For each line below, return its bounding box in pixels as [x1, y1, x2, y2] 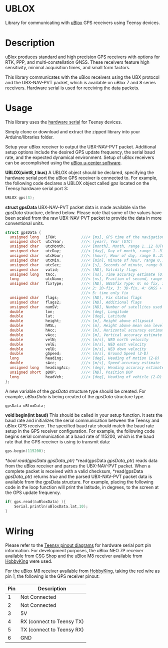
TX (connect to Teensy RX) [20, 626, 84, 633]
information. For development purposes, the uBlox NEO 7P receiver [5, 547, 144, 553]
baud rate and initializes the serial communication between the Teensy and [5, 417, 159, 424]
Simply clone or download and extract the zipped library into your [5, 128, 140, 134]
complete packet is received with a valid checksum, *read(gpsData [5, 468, 143, 474]
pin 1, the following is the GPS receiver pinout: [5, 573, 100, 579]
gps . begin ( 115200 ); [5, 448, 46, 454]
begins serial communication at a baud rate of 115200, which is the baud [5, 433, 154, 439]
